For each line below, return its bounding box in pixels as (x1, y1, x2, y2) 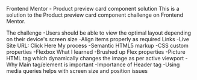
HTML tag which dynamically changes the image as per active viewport (6, 55, 184, 61)
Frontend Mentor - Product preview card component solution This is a (6, 5, 180, 12)
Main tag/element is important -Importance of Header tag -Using (19, 61, 180, 68)
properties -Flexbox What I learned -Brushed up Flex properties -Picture (6, 48, 186, 56)
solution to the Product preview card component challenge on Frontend (6, 11, 184, 19)
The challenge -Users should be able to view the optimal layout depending (6, 29, 192, 36)
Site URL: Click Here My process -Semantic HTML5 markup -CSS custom (6, 42, 189, 49)
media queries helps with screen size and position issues (6, 67, 148, 74)
